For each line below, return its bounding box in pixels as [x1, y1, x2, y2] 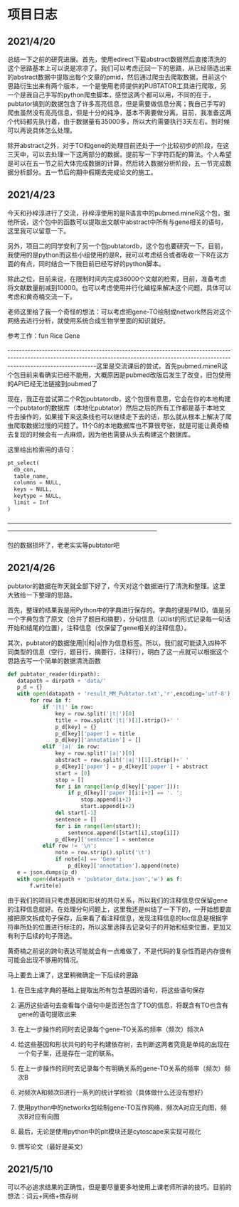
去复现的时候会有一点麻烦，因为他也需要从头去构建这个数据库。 [7, 430, 194, 438]
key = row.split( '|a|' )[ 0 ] [55, 750, 135, 757]
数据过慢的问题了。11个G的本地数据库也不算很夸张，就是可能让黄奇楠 [26, 421, 229, 430]
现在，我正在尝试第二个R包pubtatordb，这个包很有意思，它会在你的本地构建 [7, 394, 231, 403]
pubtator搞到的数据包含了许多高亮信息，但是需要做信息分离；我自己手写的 [7, 100, 226, 107]
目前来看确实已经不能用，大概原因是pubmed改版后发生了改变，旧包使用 [19, 371, 231, 379]
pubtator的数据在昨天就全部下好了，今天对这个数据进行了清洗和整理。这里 [7, 581, 226, 590]
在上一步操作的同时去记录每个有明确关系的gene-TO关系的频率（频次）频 [17, 1064, 231, 1073]
